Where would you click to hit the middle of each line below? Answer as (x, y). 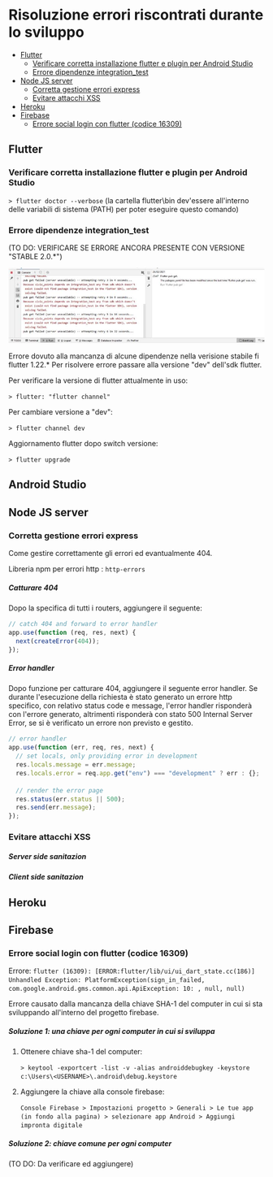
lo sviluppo (46, 32)
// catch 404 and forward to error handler (83, 624)
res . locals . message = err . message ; (76, 765)
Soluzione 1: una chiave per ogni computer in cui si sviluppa (112, 1031)
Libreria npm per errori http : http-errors (77, 569)
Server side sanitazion (48, 856)
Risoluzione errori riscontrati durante (136, 15)
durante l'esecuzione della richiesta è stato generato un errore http (121, 697)
